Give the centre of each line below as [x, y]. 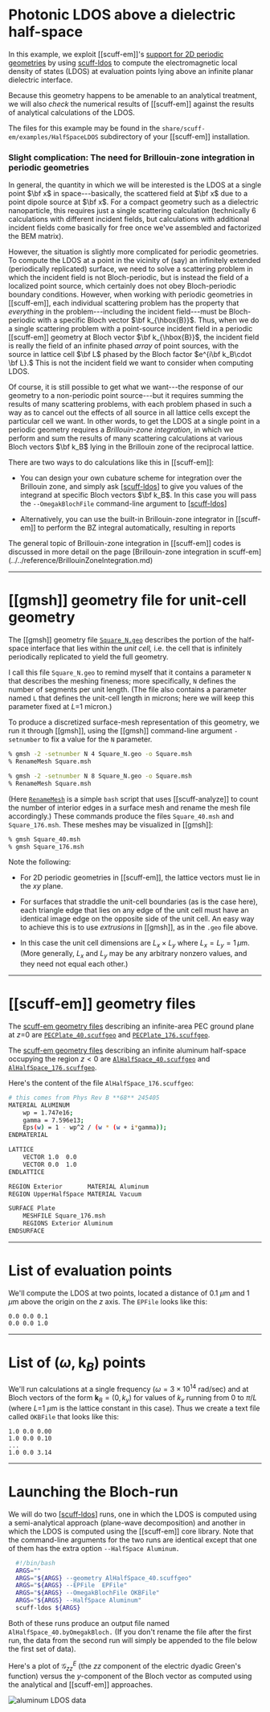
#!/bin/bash [36, 1563]
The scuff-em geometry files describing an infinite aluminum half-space [127, 1050]
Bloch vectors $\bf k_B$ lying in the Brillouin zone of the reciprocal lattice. [131, 447]
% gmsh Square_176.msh [46, 847]
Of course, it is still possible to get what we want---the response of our [126, 387]
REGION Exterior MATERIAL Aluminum [79, 1186]
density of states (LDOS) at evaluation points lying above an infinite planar [131, 71]
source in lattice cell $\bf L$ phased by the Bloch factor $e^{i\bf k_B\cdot [130, 355]
